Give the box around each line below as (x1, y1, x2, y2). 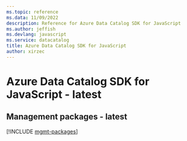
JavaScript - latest (6, 88, 102, 101)
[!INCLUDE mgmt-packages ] (6, 128, 78, 135)
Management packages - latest (6, 112, 128, 122)
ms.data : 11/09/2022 (6, 15, 59, 21)
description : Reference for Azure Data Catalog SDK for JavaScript (6, 20, 182, 26)
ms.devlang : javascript (6, 32, 67, 38)
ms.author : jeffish (6, 26, 56, 32)
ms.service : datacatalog (6, 37, 69, 43)
